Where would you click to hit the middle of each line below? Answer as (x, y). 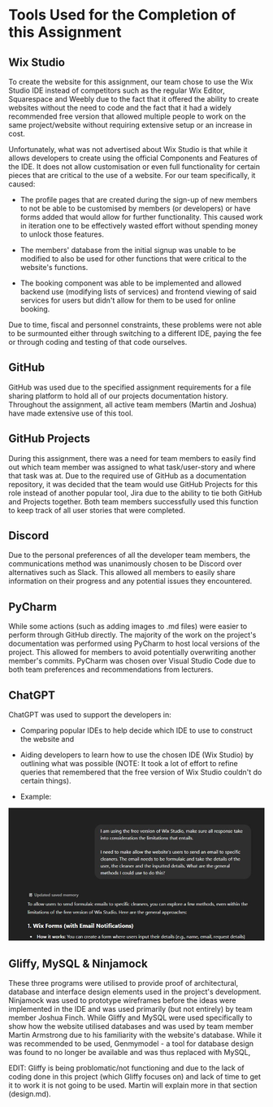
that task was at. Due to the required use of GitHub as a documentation (128, 475)
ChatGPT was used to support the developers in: (90, 715)
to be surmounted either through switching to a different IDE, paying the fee (135, 333)
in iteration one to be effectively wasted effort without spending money (139, 226)
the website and (47, 739)
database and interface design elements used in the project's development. (135, 992)
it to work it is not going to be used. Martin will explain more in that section (133, 1085)
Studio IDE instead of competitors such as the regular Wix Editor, (117, 90)
